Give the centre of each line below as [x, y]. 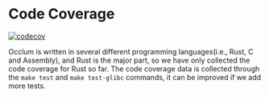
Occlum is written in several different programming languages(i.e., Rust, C [131, 51]
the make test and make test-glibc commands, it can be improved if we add [135, 77]
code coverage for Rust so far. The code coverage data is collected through [134, 68]
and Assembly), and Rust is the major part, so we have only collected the [129, 60]
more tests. [27, 86]
